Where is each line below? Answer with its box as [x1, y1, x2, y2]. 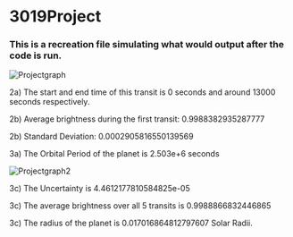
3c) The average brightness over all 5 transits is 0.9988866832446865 [9, 200, 272, 211]
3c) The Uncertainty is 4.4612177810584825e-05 [9, 183, 190, 194]
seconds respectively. [9, 97, 90, 107]
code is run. [9, 49, 63, 62]
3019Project [9, 6, 102, 27]
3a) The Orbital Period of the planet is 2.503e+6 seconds [9, 148, 221, 159]
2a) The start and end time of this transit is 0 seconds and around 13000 [9, 87, 276, 97]
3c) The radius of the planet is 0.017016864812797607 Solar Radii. [9, 217, 253, 229]
